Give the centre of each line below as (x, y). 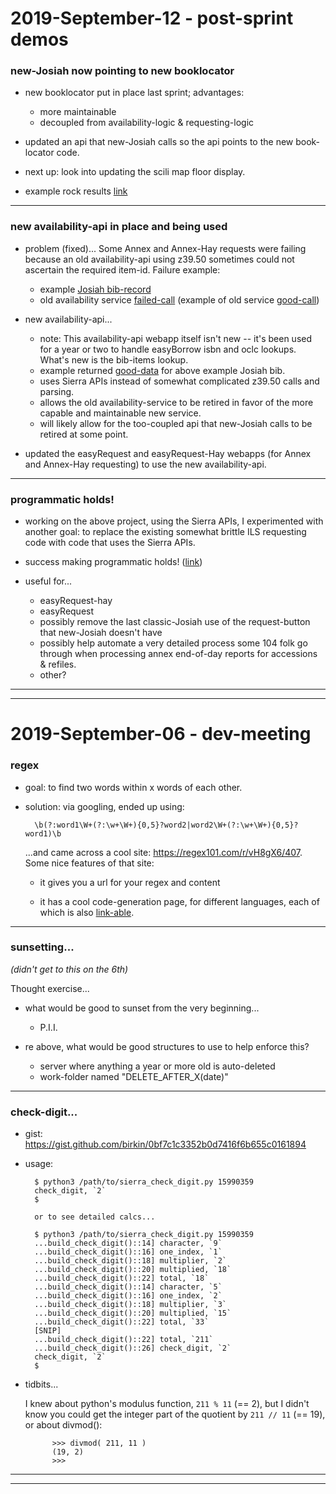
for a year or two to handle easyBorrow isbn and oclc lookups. (168, 349)
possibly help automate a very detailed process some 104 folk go (173, 643)
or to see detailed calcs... (95, 1217)
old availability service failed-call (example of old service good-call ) (179, 299)
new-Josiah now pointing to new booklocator (122, 71)
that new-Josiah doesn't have (101, 633)
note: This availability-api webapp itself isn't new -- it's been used (176, 338)
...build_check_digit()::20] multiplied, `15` (133, 1313)
